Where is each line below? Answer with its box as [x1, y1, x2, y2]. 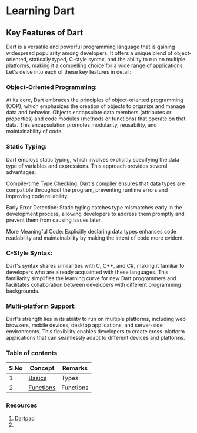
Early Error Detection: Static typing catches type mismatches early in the [6, 204, 182, 211]
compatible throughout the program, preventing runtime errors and [6, 186, 168, 193]
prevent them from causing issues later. [6, 216, 102, 224]
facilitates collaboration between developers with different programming [6, 281, 181, 288]
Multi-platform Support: [6, 302, 76, 310]
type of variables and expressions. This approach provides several [6, 162, 168, 169]
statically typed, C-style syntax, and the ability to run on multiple [29, 56, 186, 63]
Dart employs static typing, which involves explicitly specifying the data [6, 156, 180, 163]
